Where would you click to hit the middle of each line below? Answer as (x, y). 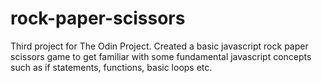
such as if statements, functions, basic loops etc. (111, 67)
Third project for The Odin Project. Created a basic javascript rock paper (159, 46)
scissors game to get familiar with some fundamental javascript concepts (161, 56)
